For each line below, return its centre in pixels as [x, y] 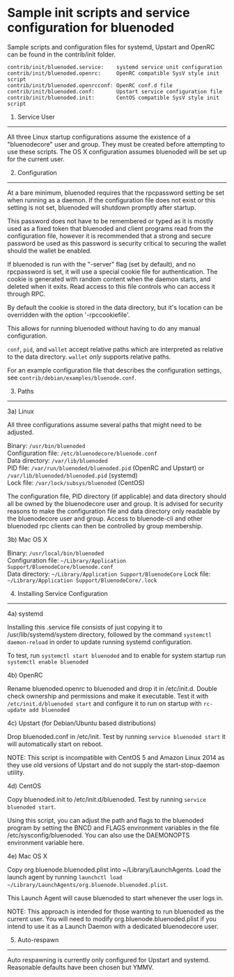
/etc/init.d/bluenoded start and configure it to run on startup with [104, 703]
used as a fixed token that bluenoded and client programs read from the [110, 228]
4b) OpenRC [25, 675]
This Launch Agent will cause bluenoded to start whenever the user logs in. [116, 897]
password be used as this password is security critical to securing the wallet [117, 243]
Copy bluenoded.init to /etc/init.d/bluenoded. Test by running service [107, 799]
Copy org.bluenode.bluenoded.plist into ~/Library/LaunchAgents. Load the [114, 870]
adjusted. [21, 432]
